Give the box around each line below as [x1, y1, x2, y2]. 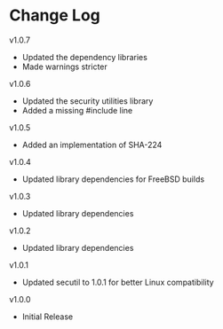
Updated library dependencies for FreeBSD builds [21, 174, 205, 184]
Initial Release [21, 311, 74, 322]
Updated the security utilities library [21, 95, 154, 106]
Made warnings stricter [21, 61, 108, 72]
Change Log [9, 5, 100, 26]
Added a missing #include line [21, 105, 133, 115]
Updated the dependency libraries [21, 51, 148, 62]
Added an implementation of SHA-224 [21, 139, 163, 150]
